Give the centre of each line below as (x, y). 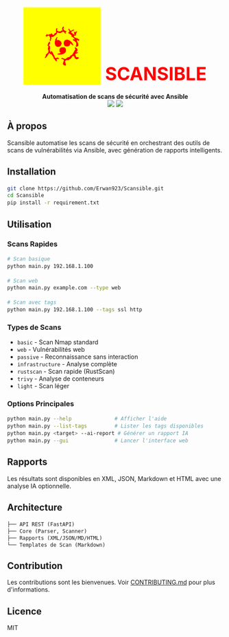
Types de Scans (34, 327)
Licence (25, 611)
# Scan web (23, 281)
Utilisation (29, 224)
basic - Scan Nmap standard (58, 342)
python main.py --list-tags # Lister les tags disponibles (106, 426)
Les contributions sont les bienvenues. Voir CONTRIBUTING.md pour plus (111, 582)
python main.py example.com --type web (64, 288)
